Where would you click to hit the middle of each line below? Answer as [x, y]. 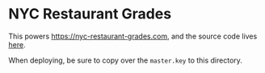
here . [17, 44]
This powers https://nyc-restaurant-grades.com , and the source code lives [133, 36]
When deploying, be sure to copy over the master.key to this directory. [125, 60]
